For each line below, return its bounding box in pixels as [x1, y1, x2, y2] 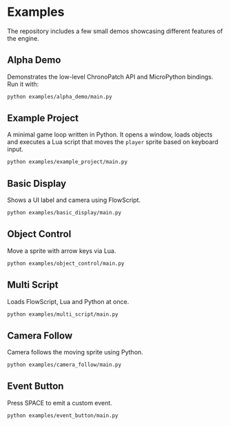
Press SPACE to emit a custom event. [7, 398, 112, 407]
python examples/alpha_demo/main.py [7, 93, 112, 100]
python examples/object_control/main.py [7, 260, 125, 267]
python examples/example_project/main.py [7, 159, 128, 165]
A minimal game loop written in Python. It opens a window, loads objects [7, 130, 213, 139]
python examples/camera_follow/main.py [7, 361, 122, 369]
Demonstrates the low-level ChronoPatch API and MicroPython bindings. [7, 72, 213, 81]
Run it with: [7, 80, 39, 88]
